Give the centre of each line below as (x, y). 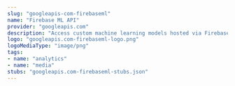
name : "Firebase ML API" (43, 20)
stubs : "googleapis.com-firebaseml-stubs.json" (78, 71)
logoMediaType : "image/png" (48, 46)
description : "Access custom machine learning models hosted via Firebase (119, 33)
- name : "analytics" (37, 59)
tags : (15, 53)
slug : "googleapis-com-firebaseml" (59, 14)
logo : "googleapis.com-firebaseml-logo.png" (73, 40)
